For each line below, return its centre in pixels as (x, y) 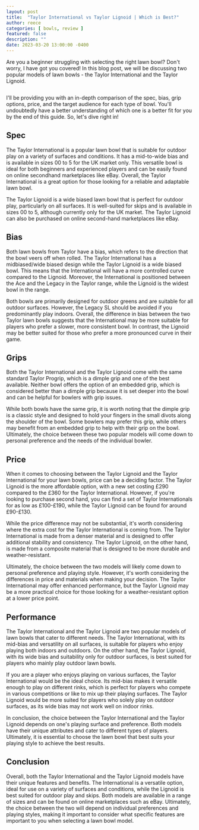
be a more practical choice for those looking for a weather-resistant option (97, 592)
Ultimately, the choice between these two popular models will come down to (99, 434)
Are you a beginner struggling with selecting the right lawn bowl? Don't (93, 62)
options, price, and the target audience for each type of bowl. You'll (89, 104)
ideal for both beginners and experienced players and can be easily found (97, 169)
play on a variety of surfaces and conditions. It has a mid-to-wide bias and (97, 156)
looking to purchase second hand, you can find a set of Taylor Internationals (99, 499)
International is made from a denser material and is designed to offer (90, 536)
